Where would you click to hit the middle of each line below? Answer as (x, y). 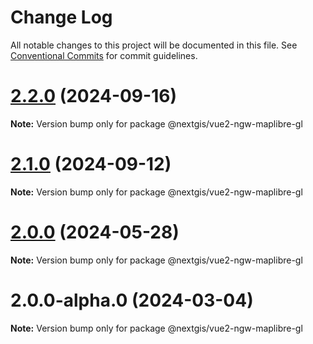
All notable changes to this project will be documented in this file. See (154, 45)
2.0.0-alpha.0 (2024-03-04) (132, 300)
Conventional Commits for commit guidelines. (104, 55)
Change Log (61, 17)
